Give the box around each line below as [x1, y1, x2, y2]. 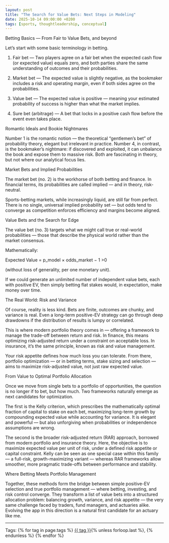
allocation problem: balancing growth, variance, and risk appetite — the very [5, 497, 164, 503]
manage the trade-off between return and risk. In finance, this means [5, 332, 149, 338]
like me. [5, 513, 22, 519]
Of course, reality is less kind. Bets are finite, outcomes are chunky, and [5, 307, 154, 313]
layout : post [5, 7, 33, 13]
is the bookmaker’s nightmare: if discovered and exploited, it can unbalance [5, 146, 162, 152]
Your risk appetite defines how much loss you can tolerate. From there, [5, 353, 152, 359]
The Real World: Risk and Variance [5, 297, 77, 303]
